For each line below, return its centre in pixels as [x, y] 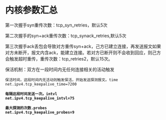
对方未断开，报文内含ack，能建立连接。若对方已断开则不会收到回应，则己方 [83, 52]
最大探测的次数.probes [26, 108]
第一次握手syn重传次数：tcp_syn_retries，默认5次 [56, 25]
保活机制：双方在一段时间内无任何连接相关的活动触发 [60, 69]
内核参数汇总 [32, 10]
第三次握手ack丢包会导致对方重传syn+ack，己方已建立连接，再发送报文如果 [83, 46]
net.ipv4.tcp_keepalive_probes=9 [40, 112]
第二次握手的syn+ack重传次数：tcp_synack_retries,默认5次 [66, 35]
